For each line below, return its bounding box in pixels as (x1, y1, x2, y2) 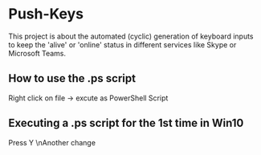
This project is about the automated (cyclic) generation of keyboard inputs (8, 31, 255, 41)
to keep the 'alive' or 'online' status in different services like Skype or (8, 39, 237, 49)
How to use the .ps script (8, 71, 137, 85)
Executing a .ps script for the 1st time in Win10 (8, 116, 244, 130)
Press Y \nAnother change (8, 137, 96, 147)
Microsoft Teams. (8, 48, 67, 58)
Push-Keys (8, 5, 84, 23)
